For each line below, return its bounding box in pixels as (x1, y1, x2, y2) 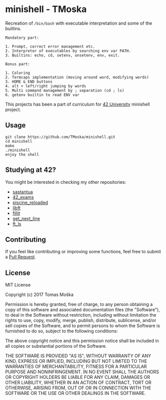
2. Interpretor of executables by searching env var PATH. (5, 48, 131, 53)
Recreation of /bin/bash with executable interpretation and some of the (5, 20, 152, 26)
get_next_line (12, 215, 40, 222)
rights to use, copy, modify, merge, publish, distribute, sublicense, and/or (5, 318, 156, 324)
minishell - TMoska (5, 4, 87, 15)
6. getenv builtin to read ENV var (5, 92, 80, 97)
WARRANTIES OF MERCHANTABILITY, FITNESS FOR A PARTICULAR (5, 363, 147, 370)
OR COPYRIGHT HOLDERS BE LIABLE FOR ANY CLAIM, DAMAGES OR (5, 374, 150, 380)
